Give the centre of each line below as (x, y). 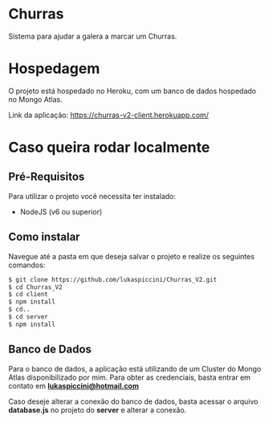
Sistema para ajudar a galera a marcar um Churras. (93, 36)
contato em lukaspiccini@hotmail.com (73, 385)
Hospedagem (54, 69)
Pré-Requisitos (47, 177)
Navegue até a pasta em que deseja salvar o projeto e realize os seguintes (132, 256)
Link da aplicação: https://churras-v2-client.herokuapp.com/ (108, 115)
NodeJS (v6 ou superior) (61, 211)
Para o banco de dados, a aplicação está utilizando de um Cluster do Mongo (135, 368)
